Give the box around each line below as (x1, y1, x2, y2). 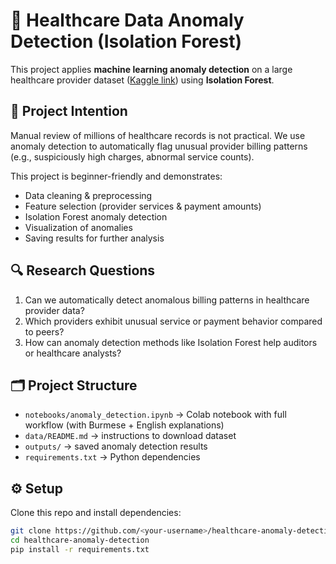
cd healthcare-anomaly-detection (10, 535, 150, 546)
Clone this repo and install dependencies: (10, 507, 182, 519)
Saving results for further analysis (24, 232, 165, 244)
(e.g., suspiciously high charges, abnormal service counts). (10, 150, 255, 163)
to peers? (24, 325, 65, 338)
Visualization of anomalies (24, 221, 133, 233)
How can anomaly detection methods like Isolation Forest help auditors (24, 336, 318, 348)
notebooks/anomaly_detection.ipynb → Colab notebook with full (24, 409, 287, 421)
